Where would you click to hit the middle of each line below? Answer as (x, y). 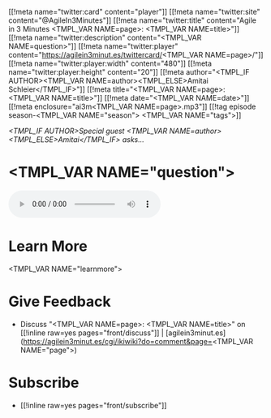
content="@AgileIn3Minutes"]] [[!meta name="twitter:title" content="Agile (133, 20)
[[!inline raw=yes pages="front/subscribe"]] (93, 405)
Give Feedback (60, 302)
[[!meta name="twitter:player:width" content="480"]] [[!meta (110, 63)
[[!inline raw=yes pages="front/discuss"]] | (92, 333)
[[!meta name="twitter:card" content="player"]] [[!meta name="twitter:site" (135, 12)
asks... (133, 140)
